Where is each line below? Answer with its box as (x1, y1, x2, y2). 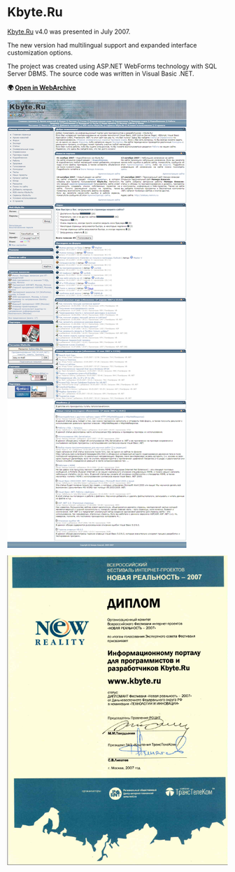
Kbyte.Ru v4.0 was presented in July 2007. (7, 27, 131, 36)
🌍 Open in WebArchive (7, 83, 76, 92)
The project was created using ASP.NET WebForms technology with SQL (7, 62, 218, 70)
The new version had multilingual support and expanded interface (7, 41, 197, 49)
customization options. (7, 48, 73, 57)
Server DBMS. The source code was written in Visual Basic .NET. (7, 69, 194, 78)
